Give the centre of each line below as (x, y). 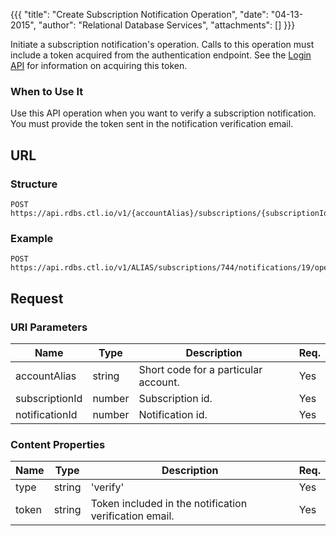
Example (32, 238)
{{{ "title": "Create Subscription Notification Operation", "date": (139, 14)
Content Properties (58, 444)
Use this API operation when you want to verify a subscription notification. (163, 113)
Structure (34, 184)
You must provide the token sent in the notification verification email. (152, 124)
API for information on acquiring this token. (99, 65)
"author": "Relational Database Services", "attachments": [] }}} (167, 25)
